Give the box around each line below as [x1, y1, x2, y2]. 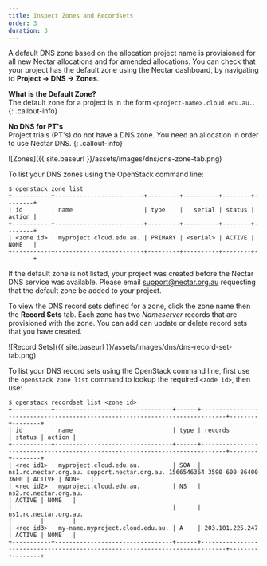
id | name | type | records [15, 426, 230, 435]
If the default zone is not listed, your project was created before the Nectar [8, 269, 254, 279]
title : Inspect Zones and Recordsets [8, 11, 134, 20]
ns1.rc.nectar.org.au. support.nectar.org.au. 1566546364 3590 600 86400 [8, 469, 259, 477]
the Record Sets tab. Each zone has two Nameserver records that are [8, 310, 238, 319]
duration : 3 [8, 26, 48, 34]
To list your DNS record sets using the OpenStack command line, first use [8, 366, 250, 376]
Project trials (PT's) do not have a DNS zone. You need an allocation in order [8, 130, 259, 140]
